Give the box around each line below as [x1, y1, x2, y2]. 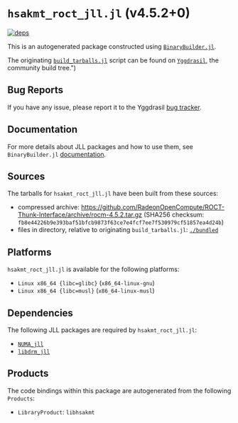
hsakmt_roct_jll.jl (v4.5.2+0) [7, 5, 190, 21]
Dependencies [7, 307, 73, 319]
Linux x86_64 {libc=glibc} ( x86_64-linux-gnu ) [17, 279, 155, 287]
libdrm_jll [17, 348, 50, 356]
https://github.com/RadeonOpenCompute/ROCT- [80, 203, 225, 211]
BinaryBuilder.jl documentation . [7, 150, 107, 158]
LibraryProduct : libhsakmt [17, 407, 95, 416]
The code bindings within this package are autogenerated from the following [7, 386, 232, 395]
